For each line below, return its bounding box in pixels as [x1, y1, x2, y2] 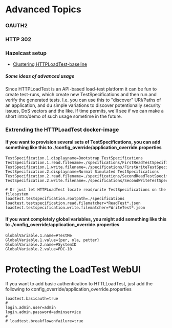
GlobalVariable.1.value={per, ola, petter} [5, 238, 100, 243]
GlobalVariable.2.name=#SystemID [5, 242, 77, 247]
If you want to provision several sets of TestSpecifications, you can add [5, 139, 161, 145]
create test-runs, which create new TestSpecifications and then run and [5, 92, 157, 98]
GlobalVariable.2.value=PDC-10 [5, 246, 72, 251]
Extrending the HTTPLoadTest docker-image [5, 126, 119, 133]
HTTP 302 [5, 36, 32, 43]
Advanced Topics [5, 4, 81, 15]
